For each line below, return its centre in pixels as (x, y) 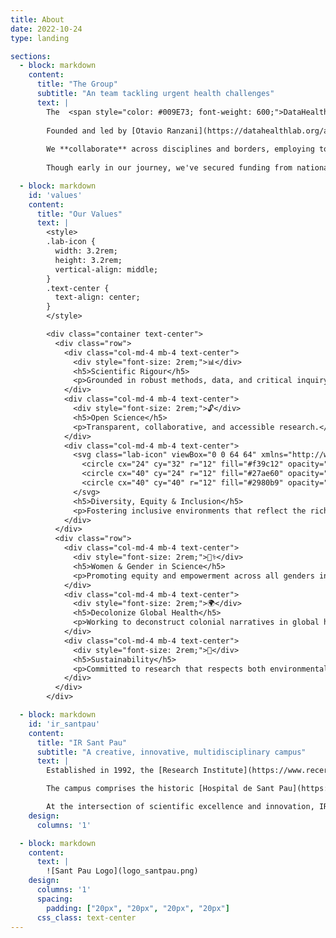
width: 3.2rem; (86, 251)
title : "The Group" (77, 84)
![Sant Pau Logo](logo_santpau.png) (122, 871)
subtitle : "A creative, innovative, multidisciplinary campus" (171, 752)
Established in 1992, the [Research (122, 771)
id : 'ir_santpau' (64, 724)
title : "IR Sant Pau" (82, 742)
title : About (37, 19)
